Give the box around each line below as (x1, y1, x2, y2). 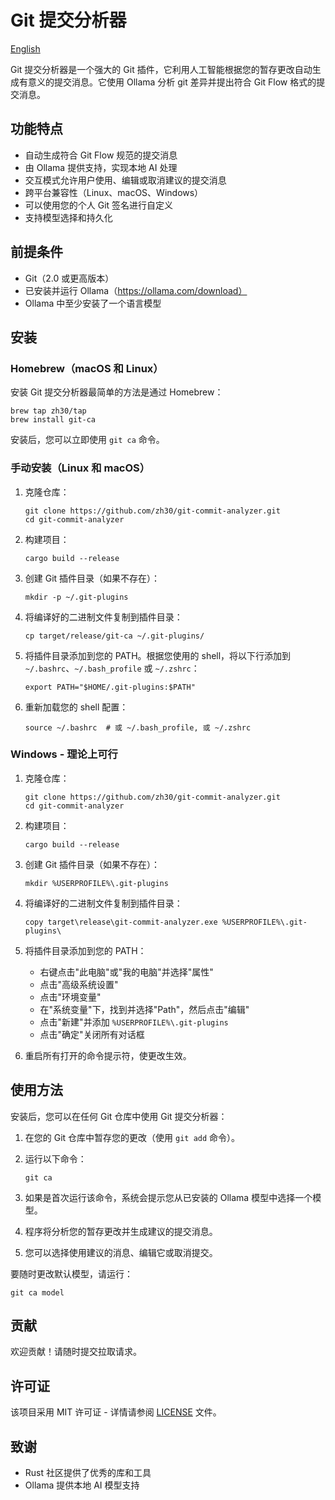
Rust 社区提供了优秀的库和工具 (24, 1467, 152, 1479)
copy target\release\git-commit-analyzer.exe (24, 917, 218, 927)
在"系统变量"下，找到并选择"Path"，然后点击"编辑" (39, 1003, 250, 1015)
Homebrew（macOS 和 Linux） (10, 361, 164, 375)
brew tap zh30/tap (10, 406, 87, 416)
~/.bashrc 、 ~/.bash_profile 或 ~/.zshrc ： (24, 662, 200, 674)
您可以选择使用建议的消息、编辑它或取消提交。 (24, 1246, 218, 1258)
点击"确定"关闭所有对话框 (39, 1028, 145, 1040)
